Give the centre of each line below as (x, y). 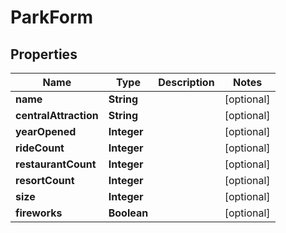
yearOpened (46, 131)
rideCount (40, 148)
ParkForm (52, 17)
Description (186, 82)
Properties (44, 54)
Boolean (128, 213)
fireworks (39, 213)
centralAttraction (57, 115)
